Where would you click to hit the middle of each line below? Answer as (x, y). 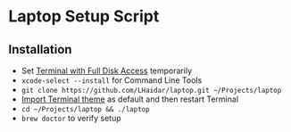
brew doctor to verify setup (71, 118)
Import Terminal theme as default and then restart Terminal (129, 99)
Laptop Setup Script (84, 16)
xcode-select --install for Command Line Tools (112, 80)
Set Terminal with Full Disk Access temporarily (107, 70)
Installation (40, 49)
